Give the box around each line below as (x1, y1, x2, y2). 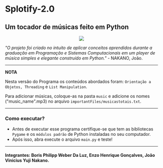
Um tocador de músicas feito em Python (5, 23, 129, 31)
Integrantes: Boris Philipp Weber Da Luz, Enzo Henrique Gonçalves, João (5, 152, 155, 158)
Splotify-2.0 (5, 3, 55, 15)
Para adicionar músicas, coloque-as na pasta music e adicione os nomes (5, 93, 150, 99)
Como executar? (5, 115, 45, 122)
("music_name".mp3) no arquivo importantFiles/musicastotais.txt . (5, 98, 142, 104)
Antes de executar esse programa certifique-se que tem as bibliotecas (12, 126, 154, 132)
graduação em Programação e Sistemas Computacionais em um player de (5, 50, 155, 56)
